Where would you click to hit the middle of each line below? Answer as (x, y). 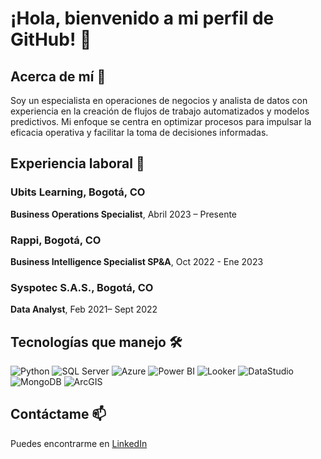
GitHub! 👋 (51, 39)
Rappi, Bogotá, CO (56, 240)
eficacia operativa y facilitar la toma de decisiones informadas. (139, 132)
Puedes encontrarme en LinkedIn (79, 443)
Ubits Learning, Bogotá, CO (78, 192)
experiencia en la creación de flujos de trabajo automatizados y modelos (160, 111)
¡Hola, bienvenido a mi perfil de (142, 18)
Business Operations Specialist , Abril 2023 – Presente (124, 214)
